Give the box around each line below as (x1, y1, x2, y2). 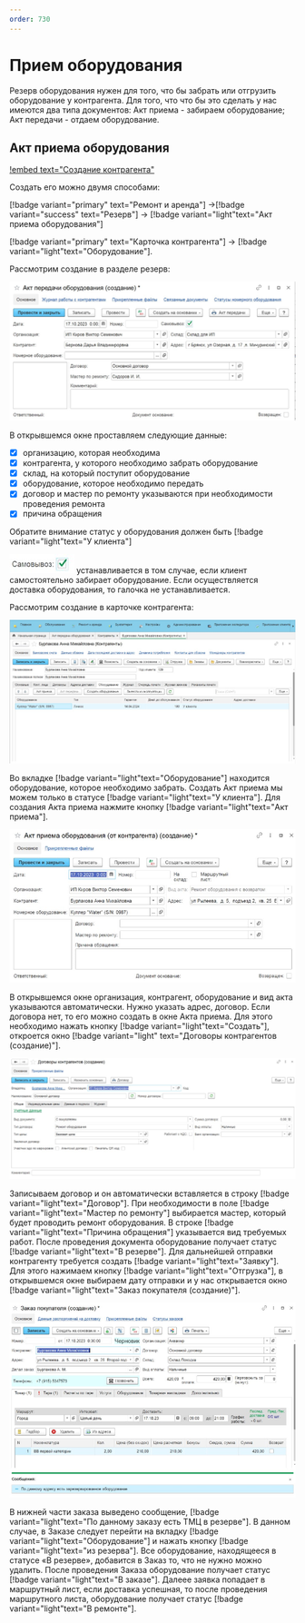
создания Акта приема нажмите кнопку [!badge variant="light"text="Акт (9, 802, 289, 813)
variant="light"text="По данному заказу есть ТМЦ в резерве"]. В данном (9, 1517, 290, 1528)
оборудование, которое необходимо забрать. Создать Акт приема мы (9, 782, 283, 794)
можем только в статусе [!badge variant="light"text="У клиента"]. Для (9, 792, 281, 803)
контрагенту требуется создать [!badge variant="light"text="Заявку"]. (9, 1255, 280, 1266)
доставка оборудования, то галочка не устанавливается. (9, 584, 231, 595)
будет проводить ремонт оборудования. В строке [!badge (9, 1217, 234, 1228)
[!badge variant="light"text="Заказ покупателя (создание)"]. (9, 1284, 241, 1295)
